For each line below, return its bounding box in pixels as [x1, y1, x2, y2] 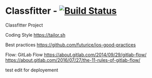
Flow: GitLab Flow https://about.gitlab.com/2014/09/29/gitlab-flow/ [5, 51, 147, 58]
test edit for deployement [5, 67, 59, 73]
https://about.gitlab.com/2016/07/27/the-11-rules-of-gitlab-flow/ [5, 57, 141, 63]
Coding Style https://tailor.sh [5, 32, 65, 38]
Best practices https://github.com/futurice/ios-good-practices [5, 41, 136, 48]
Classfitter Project [5, 22, 43, 28]
